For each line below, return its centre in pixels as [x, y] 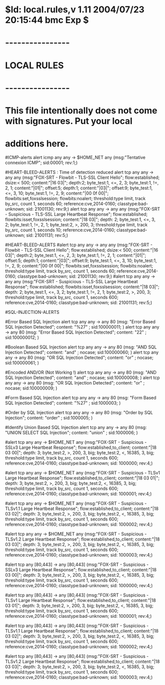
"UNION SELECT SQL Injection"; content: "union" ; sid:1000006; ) [71, 432]
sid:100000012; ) [22, 337]
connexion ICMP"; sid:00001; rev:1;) [41, 163]
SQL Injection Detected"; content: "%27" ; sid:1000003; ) [63, 403]
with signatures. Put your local [69, 121]
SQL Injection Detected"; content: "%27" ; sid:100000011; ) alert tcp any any [82, 327]
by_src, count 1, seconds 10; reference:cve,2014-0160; [60, 230]
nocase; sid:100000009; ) [31, 388]
